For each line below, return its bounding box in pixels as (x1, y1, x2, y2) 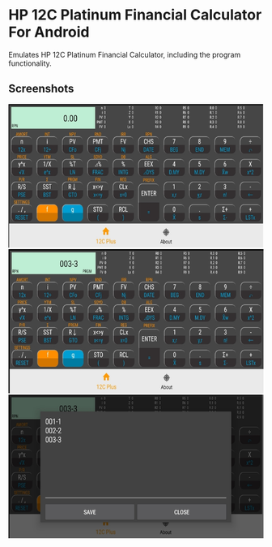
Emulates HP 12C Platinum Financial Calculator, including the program (8, 50, 241, 59)
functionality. (8, 58, 53, 68)
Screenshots (8, 82, 74, 96)
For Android (8, 23, 90, 41)
